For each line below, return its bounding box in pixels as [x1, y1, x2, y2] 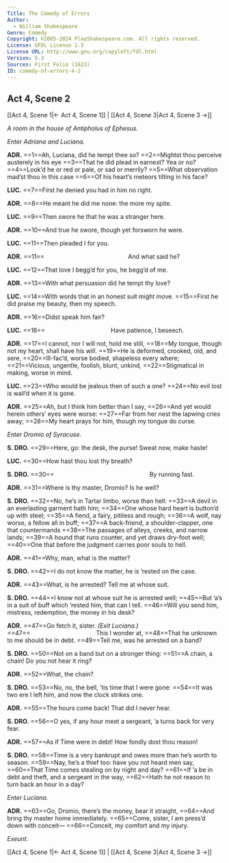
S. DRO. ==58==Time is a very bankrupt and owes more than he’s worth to [7, 751, 217, 759]
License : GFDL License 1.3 [7, 42, 84, 49]
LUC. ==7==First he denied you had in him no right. [7, 186, 152, 194]
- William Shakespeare [13, 23, 78, 29]
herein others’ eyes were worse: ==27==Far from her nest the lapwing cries [7, 410, 221, 418]
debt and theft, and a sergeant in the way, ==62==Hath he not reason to [7, 773, 211, 781]
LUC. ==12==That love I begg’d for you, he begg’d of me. [7, 265, 168, 274]
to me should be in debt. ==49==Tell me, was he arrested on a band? [7, 636, 202, 645]
